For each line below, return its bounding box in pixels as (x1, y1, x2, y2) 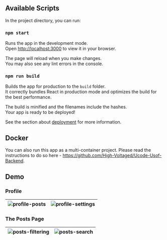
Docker (5, 134, 29, 142)
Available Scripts (5, 4, 59, 13)
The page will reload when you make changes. (5, 55, 102, 62)
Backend (5, 158, 24, 164)
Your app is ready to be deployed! (5, 109, 75, 115)
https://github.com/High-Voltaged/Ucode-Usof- (62, 152, 162, 158)
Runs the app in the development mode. (5, 40, 88, 46)
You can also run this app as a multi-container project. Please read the (5, 147, 151, 153)
